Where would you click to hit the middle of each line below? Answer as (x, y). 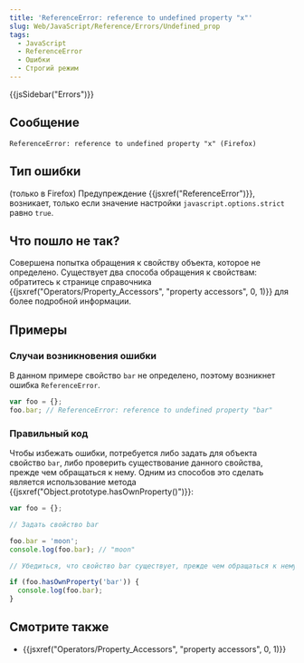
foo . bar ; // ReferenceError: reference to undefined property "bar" (141, 410)
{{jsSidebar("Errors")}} (52, 94)
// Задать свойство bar (54, 524)
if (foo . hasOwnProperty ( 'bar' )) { (75, 582)
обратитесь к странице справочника (81, 282)
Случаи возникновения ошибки (83, 356)
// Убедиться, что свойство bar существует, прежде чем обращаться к (143, 566)
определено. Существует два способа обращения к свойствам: (133, 272)
